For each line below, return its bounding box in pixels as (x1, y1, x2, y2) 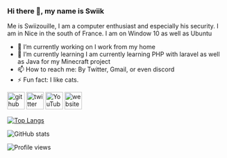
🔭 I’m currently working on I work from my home (17, 43, 156, 51)
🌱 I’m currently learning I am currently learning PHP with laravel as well (17, 50, 220, 58)
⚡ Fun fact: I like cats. (17, 76, 79, 84)
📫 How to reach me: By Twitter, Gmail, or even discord (17, 65, 175, 73)
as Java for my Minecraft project (17, 58, 111, 66)
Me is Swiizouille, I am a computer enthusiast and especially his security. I (7, 22, 219, 30)
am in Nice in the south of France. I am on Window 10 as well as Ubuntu (7, 29, 212, 37)
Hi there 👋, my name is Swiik (7, 6, 104, 16)
